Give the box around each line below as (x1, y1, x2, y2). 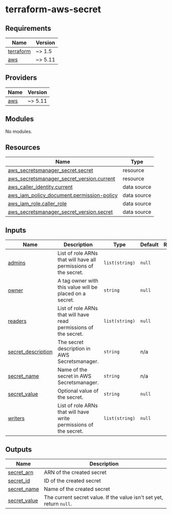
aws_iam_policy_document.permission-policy (8, 192, 118, 199)
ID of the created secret (44, 477, 101, 484)
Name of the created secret (44, 485, 110, 492)
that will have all (57, 256, 96, 263)
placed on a (57, 290, 86, 297)
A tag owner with (57, 277, 99, 285)
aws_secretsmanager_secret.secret (8, 167, 94, 174)
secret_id (8, 477, 30, 484)
